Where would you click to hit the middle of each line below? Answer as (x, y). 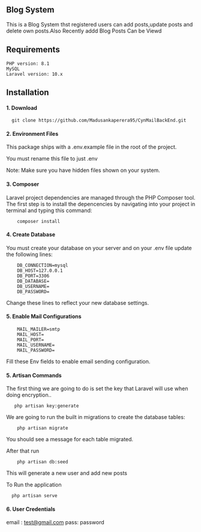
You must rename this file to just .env (52, 159)
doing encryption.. (29, 395)
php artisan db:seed (43, 462)
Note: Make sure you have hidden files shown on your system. (83, 170)
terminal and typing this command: (49, 210)
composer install (39, 221)
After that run (23, 451)
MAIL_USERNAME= (36, 345)
